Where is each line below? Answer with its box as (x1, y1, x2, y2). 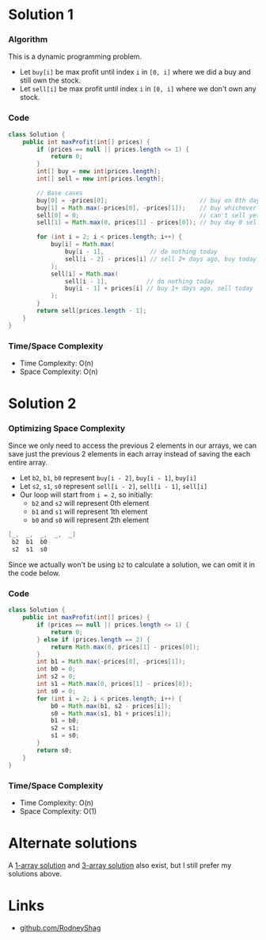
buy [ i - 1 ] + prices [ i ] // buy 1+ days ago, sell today (64, 284, 253, 293)
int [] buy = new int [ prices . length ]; (36, 168, 161, 175)
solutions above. (8, 869, 62, 878)
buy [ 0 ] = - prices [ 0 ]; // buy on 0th (36, 196, 246, 204)
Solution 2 (8, 395, 77, 413)
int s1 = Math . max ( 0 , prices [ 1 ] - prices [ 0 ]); (36, 680, 193, 688)
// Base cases (36, 189, 83, 197)
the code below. (8, 568, 61, 578)
